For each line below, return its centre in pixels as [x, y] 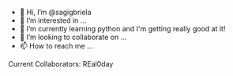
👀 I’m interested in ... [53, 20]
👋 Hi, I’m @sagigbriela [56, 12]
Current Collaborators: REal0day [61, 64]
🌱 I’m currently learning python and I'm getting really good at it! [122, 29]
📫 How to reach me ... [56, 46]
